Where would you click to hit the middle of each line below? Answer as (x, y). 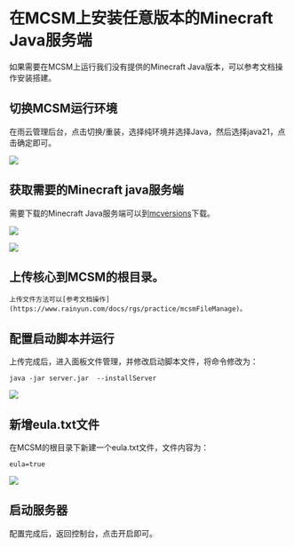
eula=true (28, 464)
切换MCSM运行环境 (64, 109)
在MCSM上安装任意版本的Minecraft (141, 18)
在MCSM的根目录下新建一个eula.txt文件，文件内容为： (109, 448)
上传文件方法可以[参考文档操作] (60, 300)
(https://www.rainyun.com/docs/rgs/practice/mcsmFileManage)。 (128, 309)
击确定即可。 (32, 142)
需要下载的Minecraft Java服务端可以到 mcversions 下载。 (112, 213)
